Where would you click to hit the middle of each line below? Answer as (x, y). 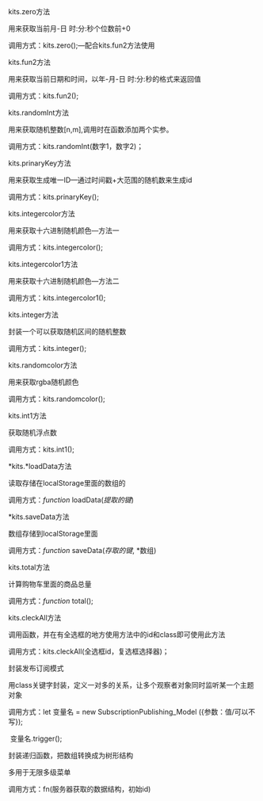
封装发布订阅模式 (36, 668)
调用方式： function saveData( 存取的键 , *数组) (82, 550)
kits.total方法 (29, 567)
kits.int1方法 (27, 416)
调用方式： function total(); (51, 601)
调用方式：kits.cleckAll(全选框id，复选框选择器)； (89, 651)
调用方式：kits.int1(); (42, 449)
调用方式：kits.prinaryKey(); (53, 197)
